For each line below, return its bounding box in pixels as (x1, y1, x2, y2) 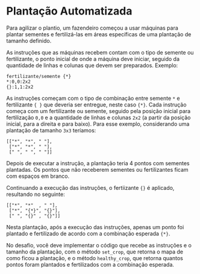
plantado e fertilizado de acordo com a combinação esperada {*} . (6, 230, 170, 237)
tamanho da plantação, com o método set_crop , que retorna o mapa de (6, 248, 184, 255)
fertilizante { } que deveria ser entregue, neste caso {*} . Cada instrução (6, 101, 187, 108)
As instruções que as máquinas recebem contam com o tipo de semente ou (6, 48, 194, 56)
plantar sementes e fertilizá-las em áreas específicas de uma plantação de (6, 30, 192, 38)
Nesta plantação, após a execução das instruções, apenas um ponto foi (6, 223, 184, 230)
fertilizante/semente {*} (6, 73, 71, 79)
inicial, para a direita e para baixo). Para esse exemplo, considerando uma (6, 120, 190, 128)
